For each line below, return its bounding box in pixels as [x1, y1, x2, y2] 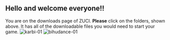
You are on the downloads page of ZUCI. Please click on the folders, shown [5, 17, 165, 24]
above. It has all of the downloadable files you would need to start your [5, 23, 155, 29]
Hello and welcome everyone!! [5, 4, 105, 13]
